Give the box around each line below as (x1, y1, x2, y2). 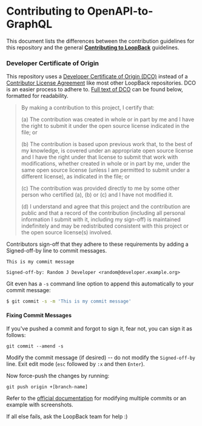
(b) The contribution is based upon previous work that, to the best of (21, 141, 193, 148)
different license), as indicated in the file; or (21, 173, 130, 180)
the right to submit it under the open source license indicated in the (21, 122, 190, 130)
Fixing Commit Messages (6, 312, 72, 319)
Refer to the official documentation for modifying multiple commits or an (6, 394, 187, 402)
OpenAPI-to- (87, 4, 153, 18)
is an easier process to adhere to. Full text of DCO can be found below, (6, 86, 183, 93)
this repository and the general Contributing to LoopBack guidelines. (6, 44, 180, 51)
